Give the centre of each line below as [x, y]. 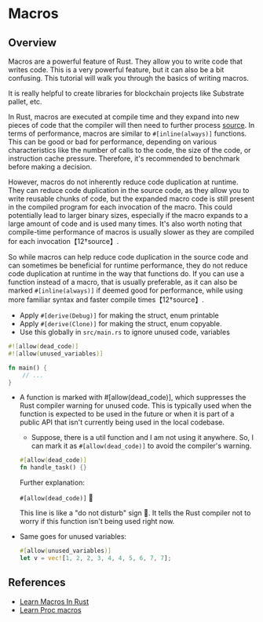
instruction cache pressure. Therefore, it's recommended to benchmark [124, 158]
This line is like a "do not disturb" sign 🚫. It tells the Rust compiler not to [135, 513]
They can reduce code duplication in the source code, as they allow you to [129, 190]
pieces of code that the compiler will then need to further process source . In [131, 125]
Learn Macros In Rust [54, 602]
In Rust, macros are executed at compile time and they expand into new [124, 117]
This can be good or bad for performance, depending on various [113, 142]
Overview [33, 43]
